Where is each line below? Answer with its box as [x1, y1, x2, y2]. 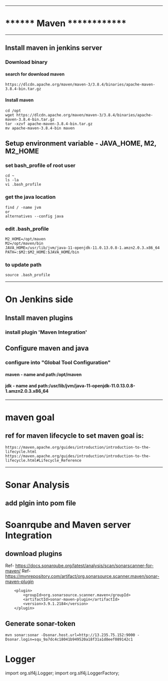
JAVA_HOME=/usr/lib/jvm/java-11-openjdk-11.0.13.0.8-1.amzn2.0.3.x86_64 [5, 245, 160, 250]
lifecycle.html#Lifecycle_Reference [5, 458, 81, 463]
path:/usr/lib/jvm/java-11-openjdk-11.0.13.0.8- [37, 383, 135, 389]
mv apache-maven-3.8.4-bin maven [5, 125, 75, 130]
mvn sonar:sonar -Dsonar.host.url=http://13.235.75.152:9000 [5, 633, 135, 638]
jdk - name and [5, 383, 37, 389]
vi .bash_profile [5, 182, 41, 187]
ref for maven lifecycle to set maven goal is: [5, 432, 144, 440]
